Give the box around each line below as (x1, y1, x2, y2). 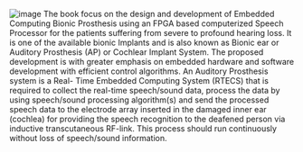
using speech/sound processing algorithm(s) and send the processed (9, 94, 270, 105)
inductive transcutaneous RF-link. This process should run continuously (9, 123, 278, 134)
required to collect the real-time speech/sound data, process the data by (9, 85, 280, 95)
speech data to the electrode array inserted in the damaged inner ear (9, 104, 267, 114)
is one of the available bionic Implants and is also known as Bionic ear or (9, 37, 279, 48)
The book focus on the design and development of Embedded (43, 9, 275, 19)
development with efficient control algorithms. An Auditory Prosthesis (9, 66, 269, 76)
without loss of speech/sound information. (9, 133, 167, 143)
